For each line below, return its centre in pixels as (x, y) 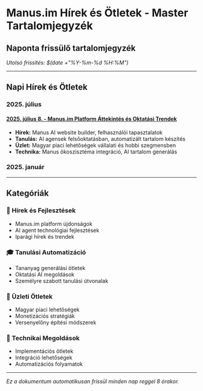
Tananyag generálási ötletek (50, 268)
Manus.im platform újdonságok (53, 224)
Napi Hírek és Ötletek (47, 87)
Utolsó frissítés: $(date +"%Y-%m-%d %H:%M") (67, 63)
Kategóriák (28, 193)
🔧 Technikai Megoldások (43, 338)
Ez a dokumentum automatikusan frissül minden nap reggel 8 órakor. (93, 381)
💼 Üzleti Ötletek (30, 296)
